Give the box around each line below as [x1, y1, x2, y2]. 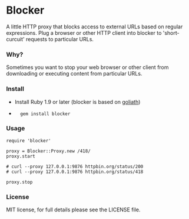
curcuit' [6, 35, 25, 43]
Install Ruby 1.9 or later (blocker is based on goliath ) [14, 98, 141, 105]
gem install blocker [20, 110, 71, 117]
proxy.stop [6, 179, 33, 185]
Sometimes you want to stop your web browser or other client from [6, 64, 169, 71]
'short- [163, 29, 180, 36]
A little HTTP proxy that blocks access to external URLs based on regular [6, 23, 183, 30]
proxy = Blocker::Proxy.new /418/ [6, 148, 91, 154]
